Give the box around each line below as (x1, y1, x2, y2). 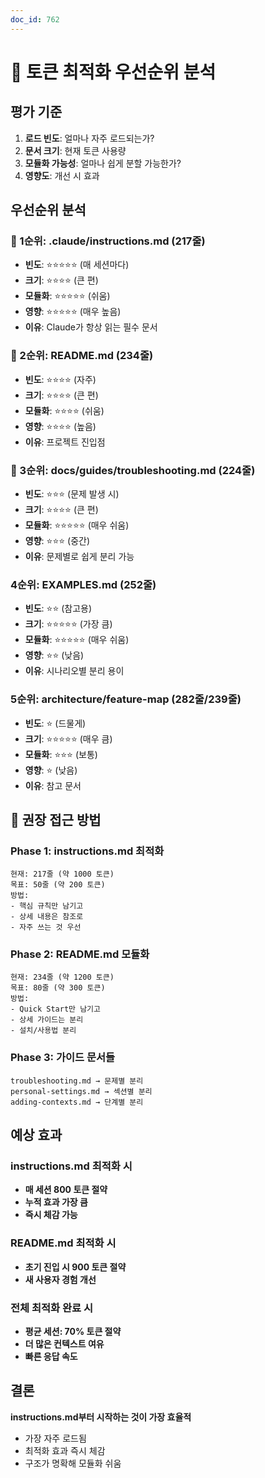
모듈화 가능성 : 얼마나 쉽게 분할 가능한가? (24, 157, 182, 169)
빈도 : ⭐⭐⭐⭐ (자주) (24, 373, 97, 385)
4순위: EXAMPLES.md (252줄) (10, 577, 157, 591)
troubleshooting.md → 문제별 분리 (10, 1076, 144, 1086)
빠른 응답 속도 (24, 1351, 78, 1363)
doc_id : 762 (10, 14, 60, 25)
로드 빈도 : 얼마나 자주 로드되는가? (24, 132, 155, 144)
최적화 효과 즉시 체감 (24, 1444, 106, 1456)
